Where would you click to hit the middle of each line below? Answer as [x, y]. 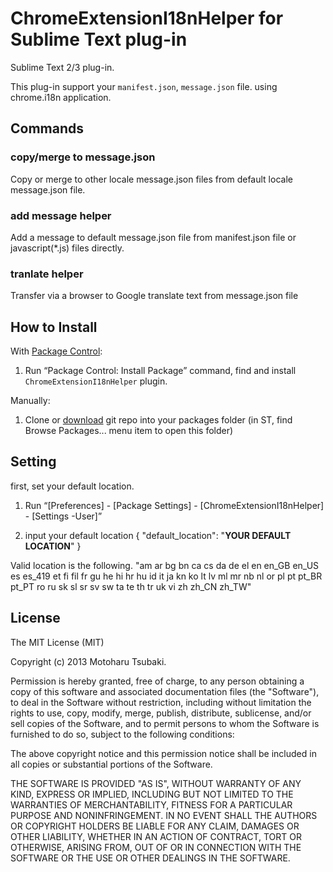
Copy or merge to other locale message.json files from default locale [151, 179]
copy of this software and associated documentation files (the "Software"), [165, 691]
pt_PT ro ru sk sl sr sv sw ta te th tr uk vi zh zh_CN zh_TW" [131, 586]
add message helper [61, 215]
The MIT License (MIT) [57, 642]
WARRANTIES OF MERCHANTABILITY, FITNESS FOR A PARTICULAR [151, 804]
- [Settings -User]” [63, 516]
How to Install [54, 327]
